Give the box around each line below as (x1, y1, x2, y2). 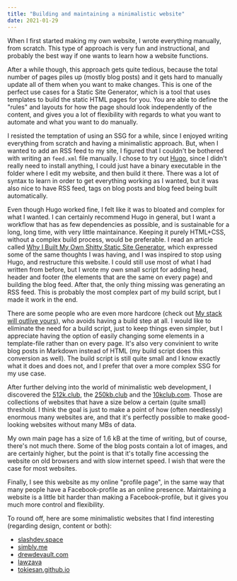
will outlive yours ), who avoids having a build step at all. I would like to (7, 316, 212, 325)
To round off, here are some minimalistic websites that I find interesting (7, 514, 214, 522)
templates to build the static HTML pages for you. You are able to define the (7, 95, 229, 103)
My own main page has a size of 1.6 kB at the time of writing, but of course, (7, 434, 227, 442)
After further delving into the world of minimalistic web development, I (7, 382, 212, 391)
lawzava (17, 558, 42, 566)
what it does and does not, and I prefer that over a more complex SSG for (7, 361, 221, 370)
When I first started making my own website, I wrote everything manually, (7, 36, 221, 45)
